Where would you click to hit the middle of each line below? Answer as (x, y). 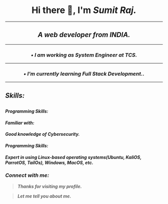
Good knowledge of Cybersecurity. (42, 134)
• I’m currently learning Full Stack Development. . (84, 74)
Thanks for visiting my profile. (49, 186)
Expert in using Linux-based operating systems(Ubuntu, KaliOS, (73, 157)
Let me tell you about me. (44, 196)
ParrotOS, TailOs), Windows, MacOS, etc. (49, 162)
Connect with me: (27, 175)
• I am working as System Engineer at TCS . (84, 55)
